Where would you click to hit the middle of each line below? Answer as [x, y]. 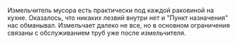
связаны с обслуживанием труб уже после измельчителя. [97, 33]
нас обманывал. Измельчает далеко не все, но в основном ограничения [119, 25]
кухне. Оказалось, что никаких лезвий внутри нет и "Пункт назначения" [118, 18]
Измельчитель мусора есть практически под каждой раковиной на [111, 10]
